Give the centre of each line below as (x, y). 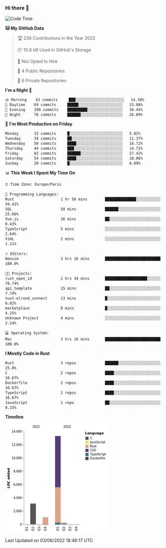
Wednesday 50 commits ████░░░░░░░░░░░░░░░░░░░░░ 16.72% (74, 144)
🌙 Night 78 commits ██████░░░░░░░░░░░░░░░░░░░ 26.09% (74, 115)
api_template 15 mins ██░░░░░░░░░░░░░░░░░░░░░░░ (83, 289)
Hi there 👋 (17, 8)
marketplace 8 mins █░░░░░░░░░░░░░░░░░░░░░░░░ (83, 308)
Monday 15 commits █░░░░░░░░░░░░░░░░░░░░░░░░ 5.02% (73, 134)
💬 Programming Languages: (32, 194)
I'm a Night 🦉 (19, 90)
